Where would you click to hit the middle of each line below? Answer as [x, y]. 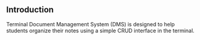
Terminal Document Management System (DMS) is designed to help [91, 24]
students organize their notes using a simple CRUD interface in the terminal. [100, 30]
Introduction [30, 10]
